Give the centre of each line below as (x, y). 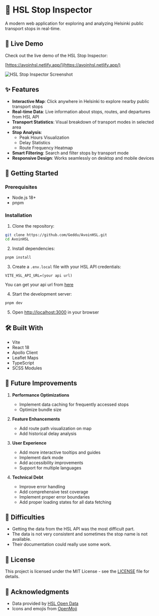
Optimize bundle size (40, 409)
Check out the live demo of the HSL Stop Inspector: (56, 55)
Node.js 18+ (24, 198)
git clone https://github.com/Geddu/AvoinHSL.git (56, 235)
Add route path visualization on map (55, 428)
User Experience (29, 443)
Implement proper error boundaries (55, 497)
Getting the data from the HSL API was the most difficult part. (73, 529)
